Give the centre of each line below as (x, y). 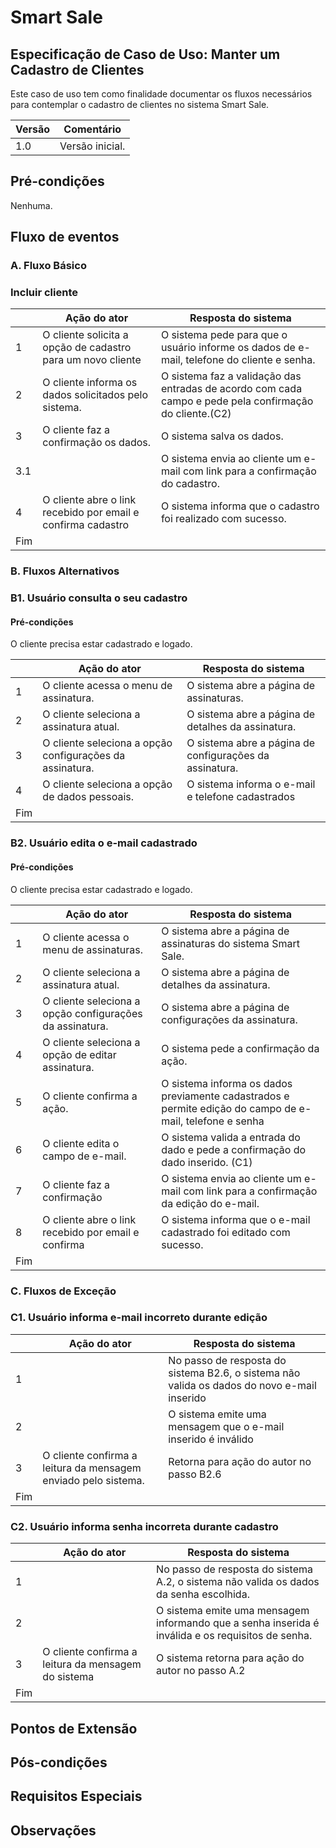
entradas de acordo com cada (231, 389)
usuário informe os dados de (228, 348)
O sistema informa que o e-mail (236, 1219)
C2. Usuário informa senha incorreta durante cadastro (144, 1526)
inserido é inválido (211, 1439)
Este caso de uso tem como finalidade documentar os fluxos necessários (161, 94)
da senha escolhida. (203, 1594)
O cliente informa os (90, 383)
